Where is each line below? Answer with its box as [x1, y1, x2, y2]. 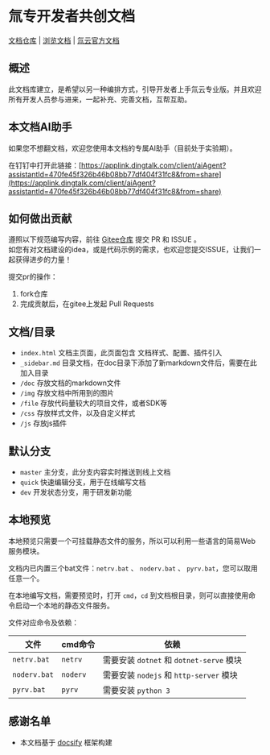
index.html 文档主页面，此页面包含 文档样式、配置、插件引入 [19, 348, 223, 358]
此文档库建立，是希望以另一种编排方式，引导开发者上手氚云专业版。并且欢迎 [8, 84, 262, 93]
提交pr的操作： [8, 272, 58, 282]
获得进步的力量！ [14, 255, 72, 264]
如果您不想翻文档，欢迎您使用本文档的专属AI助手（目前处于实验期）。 [8, 143, 237, 153]
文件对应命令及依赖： [8, 617, 79, 627]
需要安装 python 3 [102, 684, 170, 695]
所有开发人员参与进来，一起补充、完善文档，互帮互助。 [8, 94, 191, 104]
